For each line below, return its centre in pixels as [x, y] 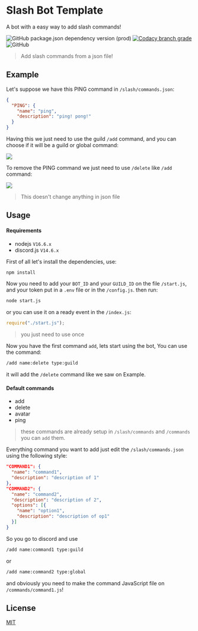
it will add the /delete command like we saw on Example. [76, 375]
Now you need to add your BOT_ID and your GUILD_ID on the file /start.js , [96, 284]
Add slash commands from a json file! [67, 56]
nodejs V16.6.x [33, 243]
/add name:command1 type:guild [45, 550]
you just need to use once [52, 334]
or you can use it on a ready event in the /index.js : [69, 312]
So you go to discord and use [42, 538]
